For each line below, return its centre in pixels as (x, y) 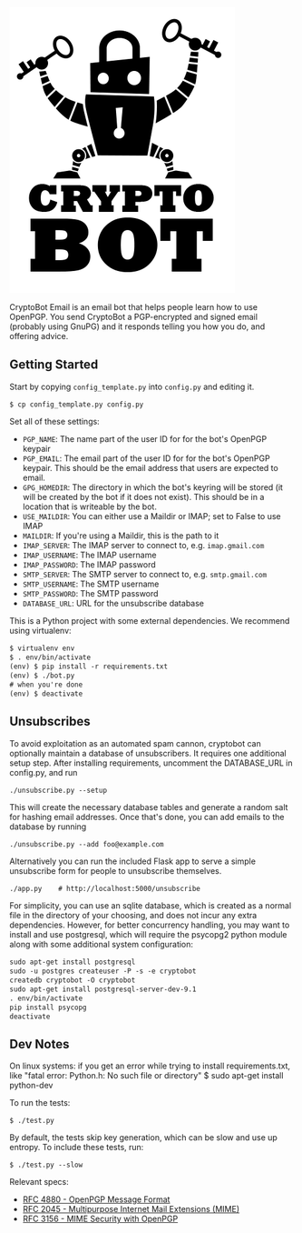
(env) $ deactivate (46, 694)
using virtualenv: (40, 630)
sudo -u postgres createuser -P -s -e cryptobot (103, 971)
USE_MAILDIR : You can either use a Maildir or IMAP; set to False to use (151, 516)
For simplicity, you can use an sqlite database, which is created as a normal (151, 905)
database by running (48, 827)
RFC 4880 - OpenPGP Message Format (96, 1199)
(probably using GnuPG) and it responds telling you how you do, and (137, 326)
